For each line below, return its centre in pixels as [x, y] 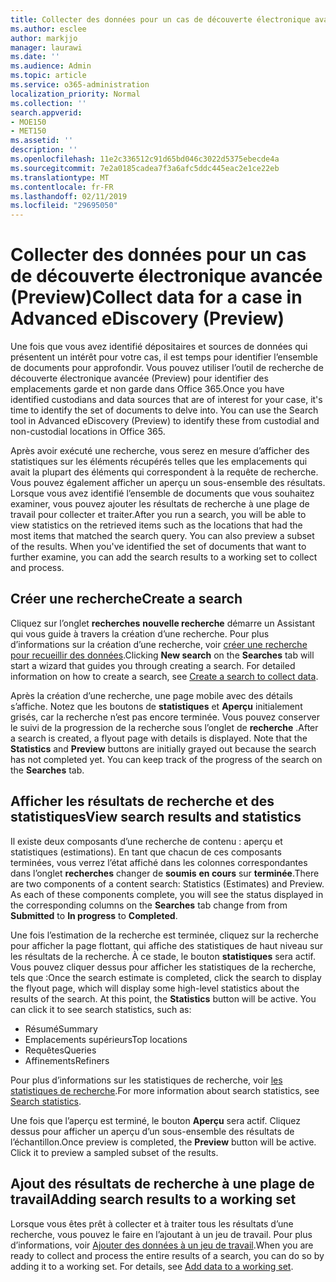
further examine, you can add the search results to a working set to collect [164, 557]
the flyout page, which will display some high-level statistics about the [155, 988]
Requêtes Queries [60, 1050]
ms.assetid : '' [42, 141]
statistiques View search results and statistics [156, 817]
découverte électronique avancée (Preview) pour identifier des [139, 378]
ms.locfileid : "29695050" [64, 206]
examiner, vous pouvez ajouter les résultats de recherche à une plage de [160, 504]
